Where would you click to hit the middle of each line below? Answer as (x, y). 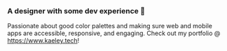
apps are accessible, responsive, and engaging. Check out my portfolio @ (114, 33)
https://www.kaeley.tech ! (43, 41)
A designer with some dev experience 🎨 (76, 11)
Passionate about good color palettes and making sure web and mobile (110, 26)
